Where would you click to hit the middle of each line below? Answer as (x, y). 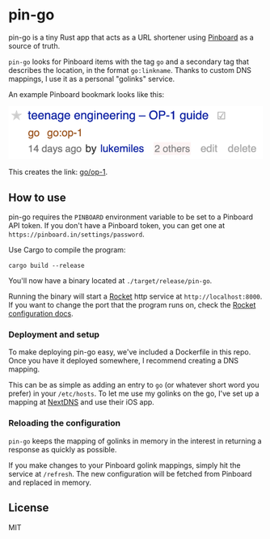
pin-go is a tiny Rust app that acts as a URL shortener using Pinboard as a (131, 37)
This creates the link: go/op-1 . (58, 172)
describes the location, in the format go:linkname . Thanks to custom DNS (130, 70)
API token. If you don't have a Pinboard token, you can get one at (116, 226)
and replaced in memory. (50, 482)
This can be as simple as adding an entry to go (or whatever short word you (134, 385)
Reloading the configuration (65, 423)
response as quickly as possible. (63, 449)
